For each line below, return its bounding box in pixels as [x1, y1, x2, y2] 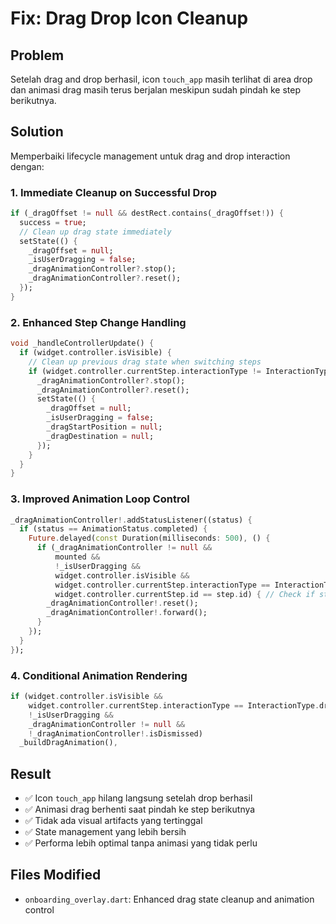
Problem [10, 47, 65, 64]
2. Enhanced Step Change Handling [10, 315, 187, 329]
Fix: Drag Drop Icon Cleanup [10, 7, 249, 30]
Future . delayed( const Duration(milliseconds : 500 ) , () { [28, 533, 271, 544]
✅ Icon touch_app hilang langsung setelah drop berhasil [24, 792, 253, 804]
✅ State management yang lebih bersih [24, 826, 187, 838]
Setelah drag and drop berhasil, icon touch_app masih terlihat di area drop [10, 73, 313, 85]
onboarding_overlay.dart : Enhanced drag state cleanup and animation [24, 893, 315, 905]
